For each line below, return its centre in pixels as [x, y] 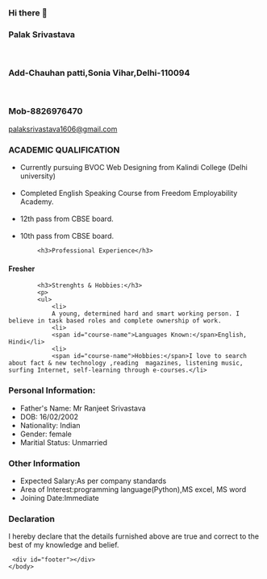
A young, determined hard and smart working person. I [146, 314]
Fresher [22, 269]
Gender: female [46, 434]
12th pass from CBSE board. [67, 219]
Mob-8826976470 [46, 111]
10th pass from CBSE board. [67, 236]
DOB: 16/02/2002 [49, 417]
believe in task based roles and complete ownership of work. [115, 321]
